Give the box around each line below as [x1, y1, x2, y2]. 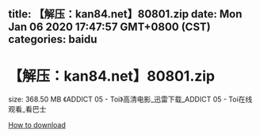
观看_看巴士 [8, 105, 47, 114]
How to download [8, 120, 66, 130]
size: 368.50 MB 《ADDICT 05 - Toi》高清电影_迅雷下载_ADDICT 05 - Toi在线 [8, 94, 253, 105]
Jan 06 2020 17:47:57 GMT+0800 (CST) [8, 21, 212, 34]
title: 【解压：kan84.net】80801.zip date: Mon [8, 7, 243, 21]
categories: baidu [8, 32, 97, 46]
